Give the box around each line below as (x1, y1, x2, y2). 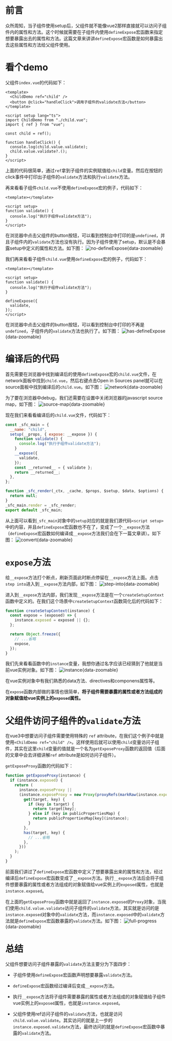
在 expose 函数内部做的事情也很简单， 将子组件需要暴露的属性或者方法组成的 (5, 689, 163, 695)
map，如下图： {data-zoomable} (5, 401, 105, 407)
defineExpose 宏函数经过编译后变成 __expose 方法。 (12, 983, 117, 989)
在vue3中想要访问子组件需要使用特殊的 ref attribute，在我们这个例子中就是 (5, 733, 164, 739)
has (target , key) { (24, 830, 66, 835)
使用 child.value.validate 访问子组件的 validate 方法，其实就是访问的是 (9, 905, 160, 911)
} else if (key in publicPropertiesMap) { (28, 811, 120, 816)
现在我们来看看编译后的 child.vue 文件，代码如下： (5, 412, 112, 418)
